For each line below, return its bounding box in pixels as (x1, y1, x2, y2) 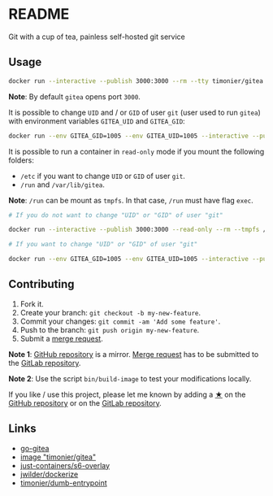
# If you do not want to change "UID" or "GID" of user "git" (8, 211, 223, 220)
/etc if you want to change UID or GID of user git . (19, 171, 185, 181)
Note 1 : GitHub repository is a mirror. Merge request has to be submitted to (8, 349, 259, 359)
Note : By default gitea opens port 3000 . (8, 91, 141, 102)
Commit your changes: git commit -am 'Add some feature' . (19, 316, 221, 326)
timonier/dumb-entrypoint (19, 477, 107, 488)
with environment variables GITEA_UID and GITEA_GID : (8, 115, 185, 126)
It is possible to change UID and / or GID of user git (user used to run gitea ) (8, 107, 262, 117)
